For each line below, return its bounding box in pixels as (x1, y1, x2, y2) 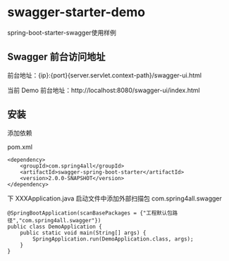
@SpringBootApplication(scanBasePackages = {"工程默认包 (7, 209, 173, 217)
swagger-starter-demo (7, 4, 146, 20)
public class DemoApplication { (7, 223, 102, 230)
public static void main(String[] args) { (20, 229, 147, 236)
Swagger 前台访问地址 (7, 51, 106, 63)
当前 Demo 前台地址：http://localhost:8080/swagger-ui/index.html (7, 86, 200, 94)
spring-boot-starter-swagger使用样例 (7, 28, 116, 37)
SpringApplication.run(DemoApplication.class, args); (32, 235, 194, 243)
